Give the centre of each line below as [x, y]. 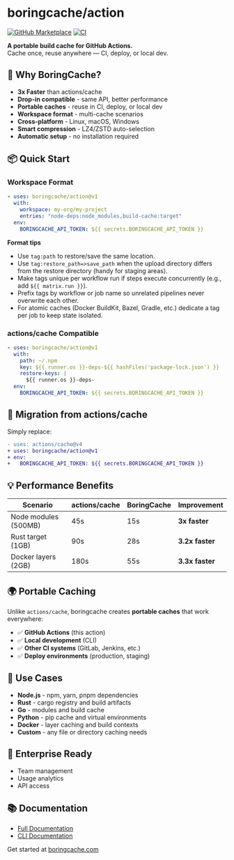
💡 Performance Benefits [60, 485]
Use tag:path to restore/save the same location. [86, 256]
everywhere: [25, 619]
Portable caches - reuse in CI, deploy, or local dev [90, 107]
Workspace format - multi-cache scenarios [80, 114]
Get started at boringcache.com [53, 850]
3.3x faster [196, 561]
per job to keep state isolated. [60, 315]
